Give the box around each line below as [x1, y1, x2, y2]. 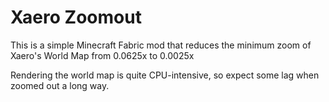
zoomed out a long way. [10, 79, 110, 91]
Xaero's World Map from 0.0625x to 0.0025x [10, 49, 195, 61]
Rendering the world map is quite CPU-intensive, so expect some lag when [10, 69, 320, 81]
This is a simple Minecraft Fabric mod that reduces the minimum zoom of [10, 39, 312, 51]
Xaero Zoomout [10, 6, 142, 29]
